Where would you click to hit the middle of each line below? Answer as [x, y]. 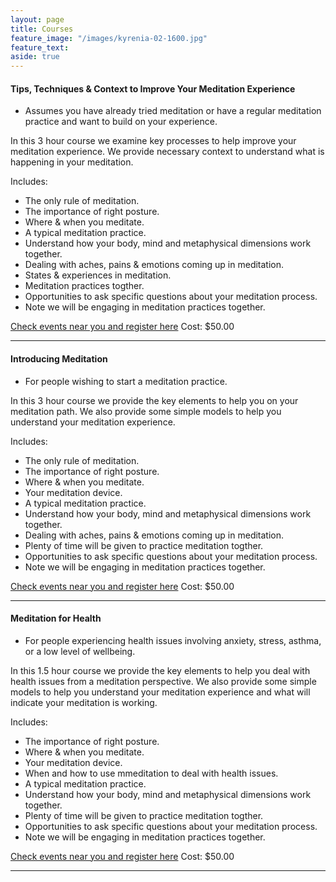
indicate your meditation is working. [84, 702]
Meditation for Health [56, 618]
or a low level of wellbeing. [80, 651]
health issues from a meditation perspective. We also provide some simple [163, 681]
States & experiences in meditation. [98, 275]
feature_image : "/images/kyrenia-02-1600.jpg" [109, 38]
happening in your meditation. [72, 162]
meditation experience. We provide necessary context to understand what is [167, 152]
